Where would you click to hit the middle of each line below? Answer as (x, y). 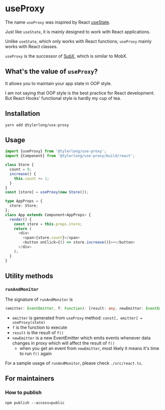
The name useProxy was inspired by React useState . (58, 22)
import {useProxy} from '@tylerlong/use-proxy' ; (56, 151)
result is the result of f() (38, 333)
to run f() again (36, 354)
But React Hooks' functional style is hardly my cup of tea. (63, 98)
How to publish (23, 393)
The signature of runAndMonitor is (39, 300)
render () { (21, 220)
